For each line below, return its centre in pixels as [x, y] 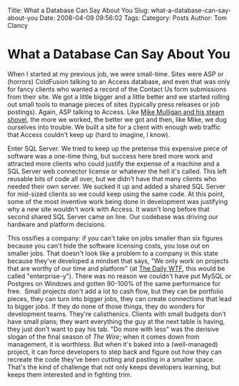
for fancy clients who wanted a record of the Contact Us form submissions [117, 89]
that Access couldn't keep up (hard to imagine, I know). [89, 134]
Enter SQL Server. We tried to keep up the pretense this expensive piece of [118, 148]
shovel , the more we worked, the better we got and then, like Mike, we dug [117, 119]
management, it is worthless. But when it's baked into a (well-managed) [113, 344]
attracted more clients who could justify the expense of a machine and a [113, 163]
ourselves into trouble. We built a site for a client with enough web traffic [114, 127]
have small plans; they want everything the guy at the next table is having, [116, 321]
